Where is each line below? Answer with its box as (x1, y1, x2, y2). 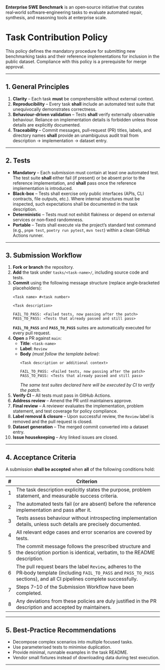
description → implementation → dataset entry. (12, 137, 108, 143)
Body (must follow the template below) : (20, 351, 100, 357)
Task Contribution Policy (5, 32, 108, 43)
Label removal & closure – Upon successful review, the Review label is (12, 414, 154, 419)
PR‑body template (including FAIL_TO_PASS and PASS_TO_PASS (16, 570, 155, 576)
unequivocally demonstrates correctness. (12, 106, 97, 112)
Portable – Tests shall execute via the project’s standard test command (12, 222, 156, 228)
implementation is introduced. (12, 185, 73, 191)
